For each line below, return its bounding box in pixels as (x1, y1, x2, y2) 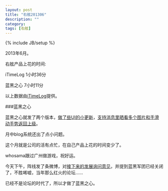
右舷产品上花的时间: (5, 61, 47, 67)
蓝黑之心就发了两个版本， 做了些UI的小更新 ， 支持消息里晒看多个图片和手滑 (5, 114, 159, 121)
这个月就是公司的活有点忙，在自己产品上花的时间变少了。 (5, 142, 124, 148)
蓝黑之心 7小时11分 (5, 82, 44, 88)
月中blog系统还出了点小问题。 (5, 131, 67, 137)
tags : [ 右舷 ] (5, 26, 31, 31)
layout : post (5, 7, 33, 13)
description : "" (5, 17, 39, 22)
